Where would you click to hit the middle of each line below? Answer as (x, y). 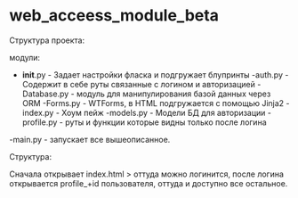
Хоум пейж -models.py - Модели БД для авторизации (164, 112)
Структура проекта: (47, 40)
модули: (25, 57)
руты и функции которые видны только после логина (166, 122)
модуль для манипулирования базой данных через (173, 94)
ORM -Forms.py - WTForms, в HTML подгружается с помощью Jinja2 (153, 103)
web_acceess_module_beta (114, 16)
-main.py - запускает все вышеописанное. (90, 139)
